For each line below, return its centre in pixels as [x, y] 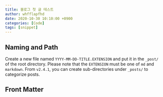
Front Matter [24, 89]
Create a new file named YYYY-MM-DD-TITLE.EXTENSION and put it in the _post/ [82, 59]
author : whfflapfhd [25, 14]
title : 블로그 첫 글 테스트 [29, 9]
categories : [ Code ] [25, 23]
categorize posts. [23, 74]
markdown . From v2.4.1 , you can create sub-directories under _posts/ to [77, 69]
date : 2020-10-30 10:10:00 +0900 [39, 18]
